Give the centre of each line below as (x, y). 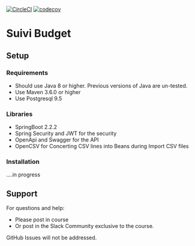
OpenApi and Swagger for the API (57, 140)
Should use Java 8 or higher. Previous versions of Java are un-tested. (101, 85)
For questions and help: (35, 208)
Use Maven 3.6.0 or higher (48, 92)
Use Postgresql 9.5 (38, 98)
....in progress (23, 175)
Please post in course (42, 220)
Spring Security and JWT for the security (66, 133)
